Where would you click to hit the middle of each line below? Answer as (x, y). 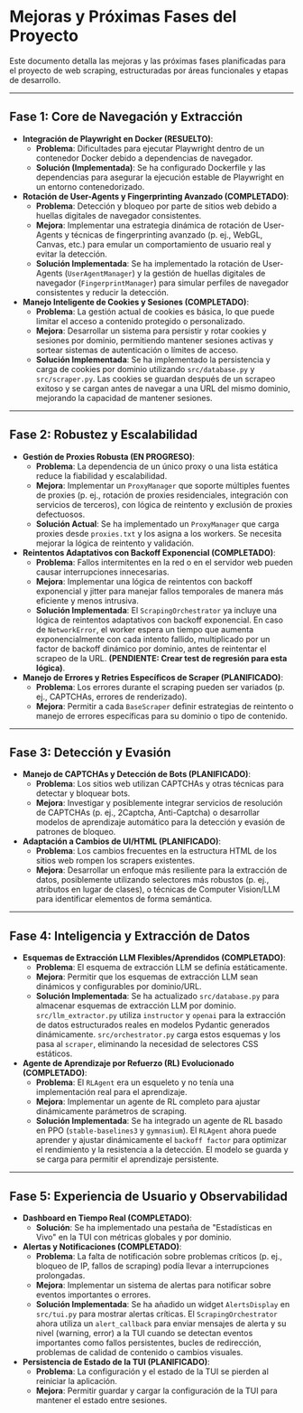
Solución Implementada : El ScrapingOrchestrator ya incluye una (156, 610)
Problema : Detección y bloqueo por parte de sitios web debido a (156, 206)
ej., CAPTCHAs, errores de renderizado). (111, 697)
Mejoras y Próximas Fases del (123, 17)
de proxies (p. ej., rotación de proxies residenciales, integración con (162, 495)
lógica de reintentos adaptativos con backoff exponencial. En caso (160, 620)
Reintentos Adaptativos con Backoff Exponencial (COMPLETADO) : (149, 552)
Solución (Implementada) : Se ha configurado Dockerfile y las (151, 167)
